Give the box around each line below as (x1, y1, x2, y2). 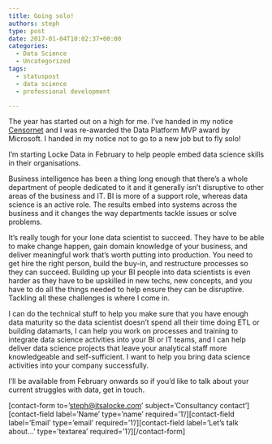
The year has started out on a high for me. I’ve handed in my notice (8, 117, 234, 127)
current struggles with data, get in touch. (8, 385, 145, 394)
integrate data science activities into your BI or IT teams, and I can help (8, 334, 246, 345)
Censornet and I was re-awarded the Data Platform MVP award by (8, 125, 230, 135)
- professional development (15, 87, 111, 96)
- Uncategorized (15, 58, 71, 66)
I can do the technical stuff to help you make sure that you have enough (8, 309, 249, 319)
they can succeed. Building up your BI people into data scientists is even (8, 267, 251, 277)
